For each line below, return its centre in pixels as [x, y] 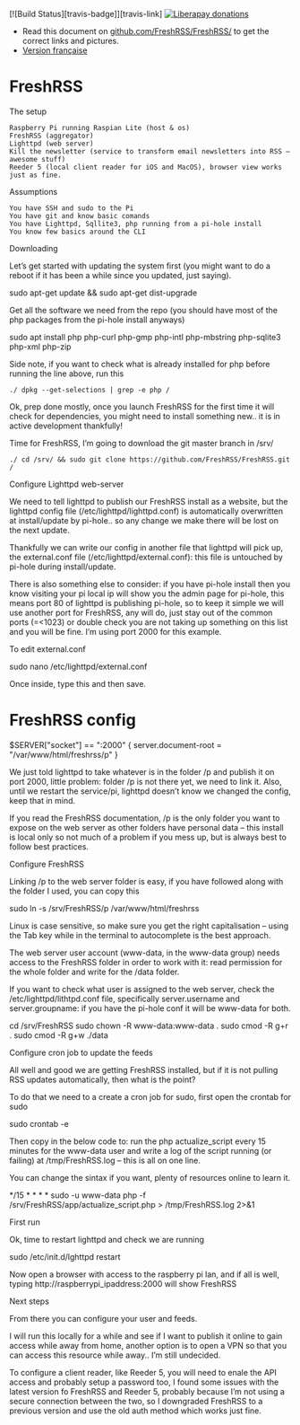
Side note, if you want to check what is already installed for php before [140, 364]
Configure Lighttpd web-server [67, 484]
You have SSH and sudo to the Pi [72, 208]
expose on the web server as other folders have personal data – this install [146, 827]
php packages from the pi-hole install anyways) [97, 320]
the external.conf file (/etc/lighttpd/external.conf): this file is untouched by [146, 557]
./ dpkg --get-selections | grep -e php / [90, 390]
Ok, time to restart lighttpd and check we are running [107, 1239]
